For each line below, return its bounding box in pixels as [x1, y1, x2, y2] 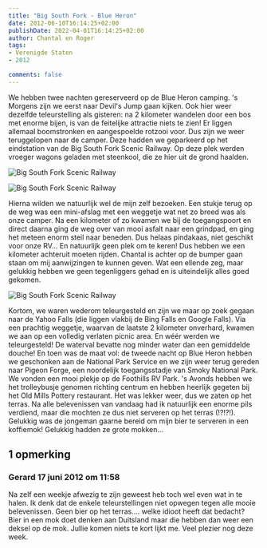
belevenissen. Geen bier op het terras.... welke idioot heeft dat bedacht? [8, 506, 245, 516]
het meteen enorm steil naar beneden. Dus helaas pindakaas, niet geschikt [8, 232, 253, 242]
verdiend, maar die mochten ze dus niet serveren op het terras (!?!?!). [8, 407, 237, 417]
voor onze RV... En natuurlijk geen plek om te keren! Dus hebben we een [8, 240, 245, 250]
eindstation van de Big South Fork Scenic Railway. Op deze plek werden [8, 143, 245, 153]
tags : [8, 42, 26, 50]
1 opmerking [8, 448, 71, 462]
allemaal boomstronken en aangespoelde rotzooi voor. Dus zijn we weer [8, 126, 245, 136]
